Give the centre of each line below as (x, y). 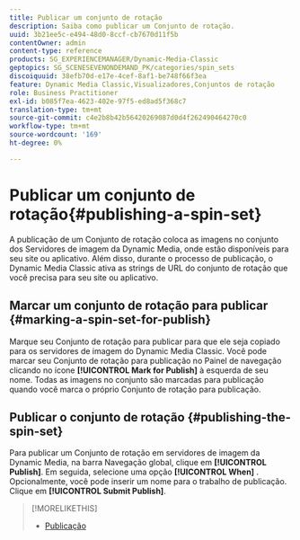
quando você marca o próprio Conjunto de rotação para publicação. (135, 389)
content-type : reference (56, 51)
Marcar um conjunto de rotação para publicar (139, 306)
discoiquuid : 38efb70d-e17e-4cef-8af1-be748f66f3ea (108, 76)
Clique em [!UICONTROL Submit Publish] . (88, 491)
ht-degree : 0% (36, 143)
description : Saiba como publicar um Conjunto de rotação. (122, 26)
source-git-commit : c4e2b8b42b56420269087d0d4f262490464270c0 (128, 118)
